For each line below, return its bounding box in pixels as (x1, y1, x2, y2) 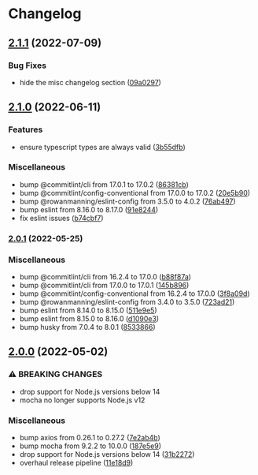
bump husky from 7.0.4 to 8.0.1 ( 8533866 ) (19, 323, 156, 332)
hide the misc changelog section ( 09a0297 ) (19, 77, 161, 87)
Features (8, 124, 43, 135)
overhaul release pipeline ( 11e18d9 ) (19, 458, 134, 468)
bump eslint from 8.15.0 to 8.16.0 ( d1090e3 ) (19, 314, 160, 324)
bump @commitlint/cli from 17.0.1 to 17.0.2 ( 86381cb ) (19, 179, 189, 189)
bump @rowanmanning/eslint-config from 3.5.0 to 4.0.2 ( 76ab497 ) (19, 196, 236, 206)
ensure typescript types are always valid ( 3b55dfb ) (19, 142, 186, 151)
